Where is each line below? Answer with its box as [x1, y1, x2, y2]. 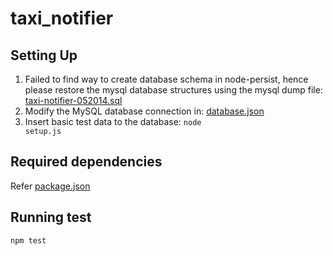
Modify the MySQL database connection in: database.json [24, 105, 265, 117]
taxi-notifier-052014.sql [24, 95, 123, 106]
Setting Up [10, 47, 78, 64]
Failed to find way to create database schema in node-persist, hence [24, 73, 309, 85]
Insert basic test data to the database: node [24, 116, 202, 127]
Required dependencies [10, 153, 163, 171]
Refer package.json [10, 180, 91, 192]
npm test [10, 235, 47, 246]
